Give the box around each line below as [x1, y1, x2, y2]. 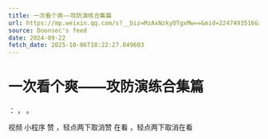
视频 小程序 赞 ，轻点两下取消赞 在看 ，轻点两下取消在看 [8, 122, 193, 132]
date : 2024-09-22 [8, 33, 66, 42]
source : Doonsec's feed [8, 26, 88, 34]
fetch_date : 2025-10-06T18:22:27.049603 [8, 41, 145, 49]
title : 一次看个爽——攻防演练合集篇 [8, 11, 112, 20]
